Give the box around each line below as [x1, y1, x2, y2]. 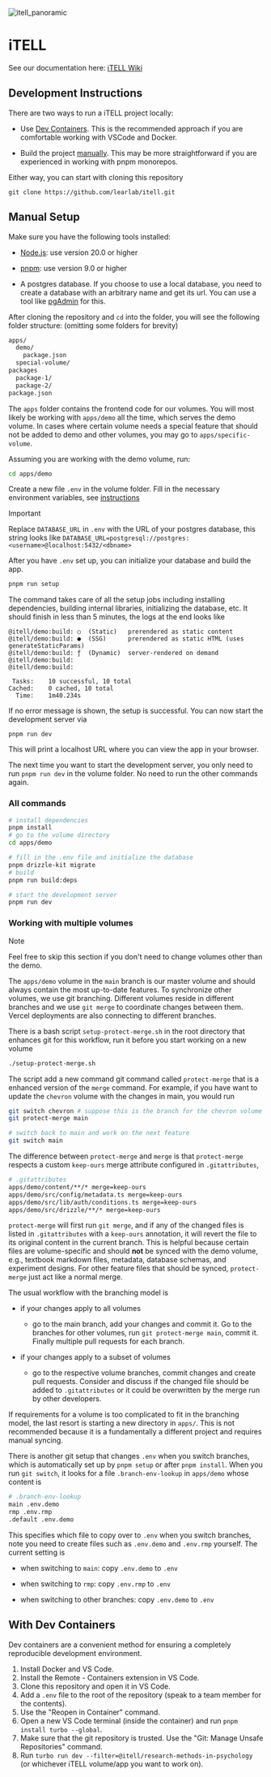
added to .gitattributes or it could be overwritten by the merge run [32, 1385, 260, 1395]
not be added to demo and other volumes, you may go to [8, 429, 198, 439]
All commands [8, 798, 66, 809]
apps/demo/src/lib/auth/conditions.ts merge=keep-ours [8, 1198, 197, 1206]
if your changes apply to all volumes [19, 1304, 142, 1313]
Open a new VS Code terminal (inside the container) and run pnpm [19, 1715, 239, 1725]
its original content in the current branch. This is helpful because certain [8, 1238, 249, 1248]
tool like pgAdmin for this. [19, 296, 106, 306]
